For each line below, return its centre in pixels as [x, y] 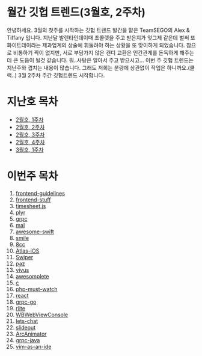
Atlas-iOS [27, 251]
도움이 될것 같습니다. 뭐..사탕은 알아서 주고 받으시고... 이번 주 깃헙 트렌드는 [107, 60]
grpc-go [26, 302]
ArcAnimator [31, 334]
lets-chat [27, 321]
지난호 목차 [32, 102]
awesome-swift [35, 232]
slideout [25, 327]
